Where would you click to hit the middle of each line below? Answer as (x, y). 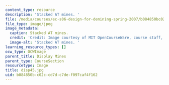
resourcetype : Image (27, 65)
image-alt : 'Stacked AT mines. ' (45, 42)
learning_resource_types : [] (36, 47)
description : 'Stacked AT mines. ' (43, 14)
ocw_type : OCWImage (26, 51)
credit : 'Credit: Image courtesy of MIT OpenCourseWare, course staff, (87, 38)
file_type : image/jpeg (29, 24)
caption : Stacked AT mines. (39, 33)
